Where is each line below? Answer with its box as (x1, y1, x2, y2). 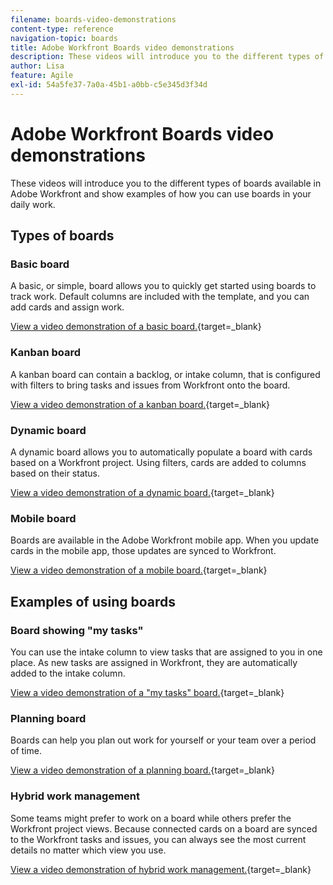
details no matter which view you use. (10, 844, 167, 856)
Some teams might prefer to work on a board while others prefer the (10, 812, 292, 824)
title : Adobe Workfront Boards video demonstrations (10, 42, 235, 53)
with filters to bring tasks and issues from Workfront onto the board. (10, 379, 291, 391)
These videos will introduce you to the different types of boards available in (10, 177, 322, 189)
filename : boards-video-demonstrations (10, 14, 177, 25)
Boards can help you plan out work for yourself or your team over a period (10, 734, 317, 746)
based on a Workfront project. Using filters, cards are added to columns (10, 456, 307, 468)
